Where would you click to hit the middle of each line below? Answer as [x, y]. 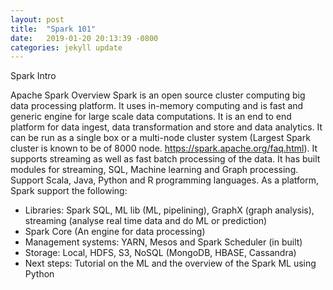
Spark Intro [33, 76]
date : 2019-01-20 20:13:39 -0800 [84, 38]
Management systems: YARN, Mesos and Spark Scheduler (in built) [163, 242]
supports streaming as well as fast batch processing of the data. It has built [165, 159]
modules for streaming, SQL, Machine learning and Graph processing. [154, 170]
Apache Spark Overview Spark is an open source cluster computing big [158, 95]
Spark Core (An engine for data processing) [115, 232]
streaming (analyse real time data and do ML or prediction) [146, 221]
